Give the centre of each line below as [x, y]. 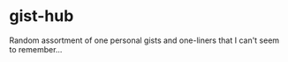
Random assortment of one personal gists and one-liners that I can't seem [144, 40]
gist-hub [42, 16]
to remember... [36, 49]
